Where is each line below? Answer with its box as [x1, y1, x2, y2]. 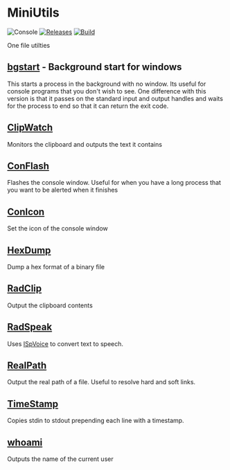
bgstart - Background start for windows [7, 61, 182, 73]
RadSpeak [7, 321, 53, 333]
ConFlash [7, 160, 50, 172]
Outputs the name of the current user [7, 455, 114, 463]
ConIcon [7, 206, 45, 217]
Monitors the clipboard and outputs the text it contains [7, 140, 163, 148]
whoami [7, 436, 43, 448]
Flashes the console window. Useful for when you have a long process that [7, 179, 222, 187]
